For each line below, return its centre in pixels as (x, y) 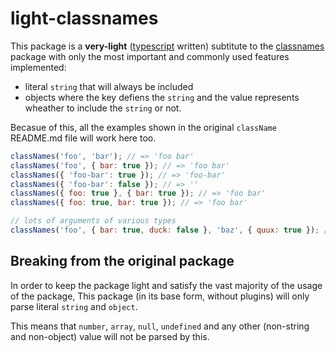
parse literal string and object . (74, 306)
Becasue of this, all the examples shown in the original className (143, 127)
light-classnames (84, 18)
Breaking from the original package (122, 261)
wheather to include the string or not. (103, 108)
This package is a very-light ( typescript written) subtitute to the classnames (167, 46)
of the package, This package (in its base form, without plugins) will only (160, 296)
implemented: (38, 67)
